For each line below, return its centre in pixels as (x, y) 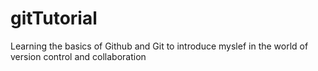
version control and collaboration (78, 56)
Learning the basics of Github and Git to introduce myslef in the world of (159, 46)
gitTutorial (54, 18)
